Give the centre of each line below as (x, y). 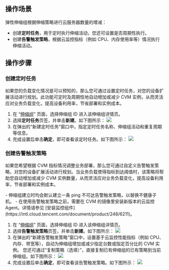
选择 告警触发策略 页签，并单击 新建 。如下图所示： (63, 231)
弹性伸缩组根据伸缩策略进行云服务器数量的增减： (56, 22)
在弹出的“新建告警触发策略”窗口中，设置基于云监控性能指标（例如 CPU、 (88, 237)
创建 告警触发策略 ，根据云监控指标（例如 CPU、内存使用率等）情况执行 (86, 39)
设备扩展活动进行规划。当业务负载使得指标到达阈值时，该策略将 (93, 172)
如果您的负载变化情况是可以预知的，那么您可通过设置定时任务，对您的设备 (82, 90)
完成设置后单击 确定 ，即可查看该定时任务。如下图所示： (70, 139)
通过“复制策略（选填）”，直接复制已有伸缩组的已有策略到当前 (99, 250)
